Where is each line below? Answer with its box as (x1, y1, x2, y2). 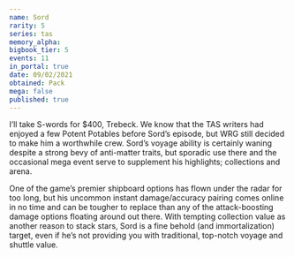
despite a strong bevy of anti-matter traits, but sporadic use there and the (9, 147, 277, 158)
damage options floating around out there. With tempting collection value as (9, 211, 286, 222)
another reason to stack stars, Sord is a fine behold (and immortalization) (9, 221, 275, 231)
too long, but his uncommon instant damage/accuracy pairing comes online (9, 193, 284, 203)
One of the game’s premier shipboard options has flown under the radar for (9, 183, 283, 194)
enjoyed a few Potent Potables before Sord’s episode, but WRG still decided (9, 129, 285, 140)
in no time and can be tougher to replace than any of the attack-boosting (9, 202, 274, 213)
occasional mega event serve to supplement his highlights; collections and (9, 156, 281, 168)
